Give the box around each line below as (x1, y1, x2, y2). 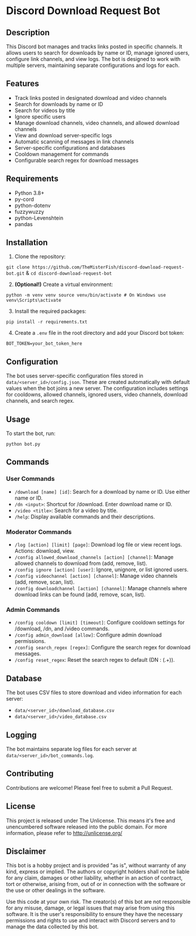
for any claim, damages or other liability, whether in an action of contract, (6, 874, 183, 881)
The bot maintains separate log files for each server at (6, 745, 137, 752)
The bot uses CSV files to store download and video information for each (6, 689, 182, 696)
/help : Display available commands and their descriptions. (14, 513, 155, 520)
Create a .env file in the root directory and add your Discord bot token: (14, 329, 184, 336)
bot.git (6, 271, 25, 277)
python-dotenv (14, 201, 51, 209)
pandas (14, 220, 33, 227)
